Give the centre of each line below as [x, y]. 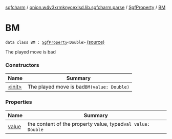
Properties [19, 102]
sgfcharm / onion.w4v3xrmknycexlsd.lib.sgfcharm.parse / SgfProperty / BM [85, 7]
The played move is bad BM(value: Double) [78, 87]
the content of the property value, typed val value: [89, 124]
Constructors [22, 65]
